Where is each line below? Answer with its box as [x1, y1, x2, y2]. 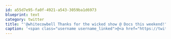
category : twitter [5, 17, 44, 22]
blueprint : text [5, 12, 40, 17]
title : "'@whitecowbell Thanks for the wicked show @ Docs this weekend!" [5, 21, 167, 27]
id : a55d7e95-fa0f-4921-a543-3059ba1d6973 [5, 7, 97, 13]
